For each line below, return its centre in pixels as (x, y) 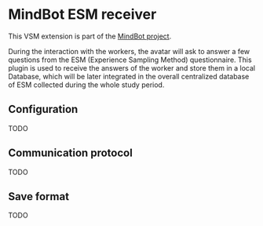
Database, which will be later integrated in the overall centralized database (129, 76)
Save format (38, 197)
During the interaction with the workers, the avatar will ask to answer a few (129, 51)
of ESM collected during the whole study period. (86, 85)
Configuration (43, 109)
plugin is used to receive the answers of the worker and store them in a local (132, 67)
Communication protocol (71, 153)
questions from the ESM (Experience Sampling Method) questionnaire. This (130, 60)
